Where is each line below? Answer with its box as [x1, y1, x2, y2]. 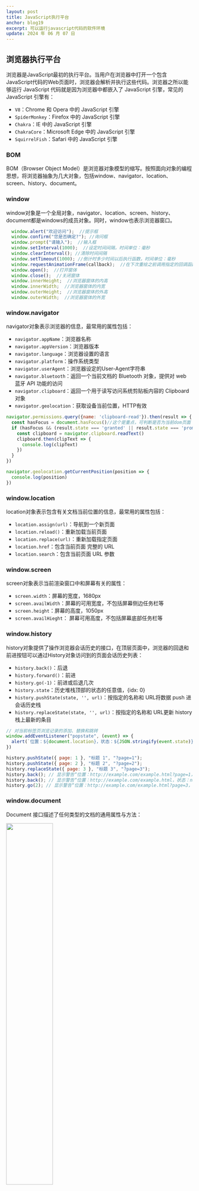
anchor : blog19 [6, 20, 44, 26]
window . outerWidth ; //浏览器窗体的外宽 [11, 295, 105, 301]
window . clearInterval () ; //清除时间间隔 [11, 250, 107, 257]
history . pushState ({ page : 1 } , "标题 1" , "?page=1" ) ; [6, 755, 143, 761]
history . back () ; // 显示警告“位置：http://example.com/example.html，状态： [6, 777, 190, 783]
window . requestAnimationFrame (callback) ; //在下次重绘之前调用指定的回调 [11, 262, 188, 268]
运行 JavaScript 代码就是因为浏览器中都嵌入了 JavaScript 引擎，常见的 [11, 85, 184, 93]
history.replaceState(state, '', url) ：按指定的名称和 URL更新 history [14, 708, 192, 715]
